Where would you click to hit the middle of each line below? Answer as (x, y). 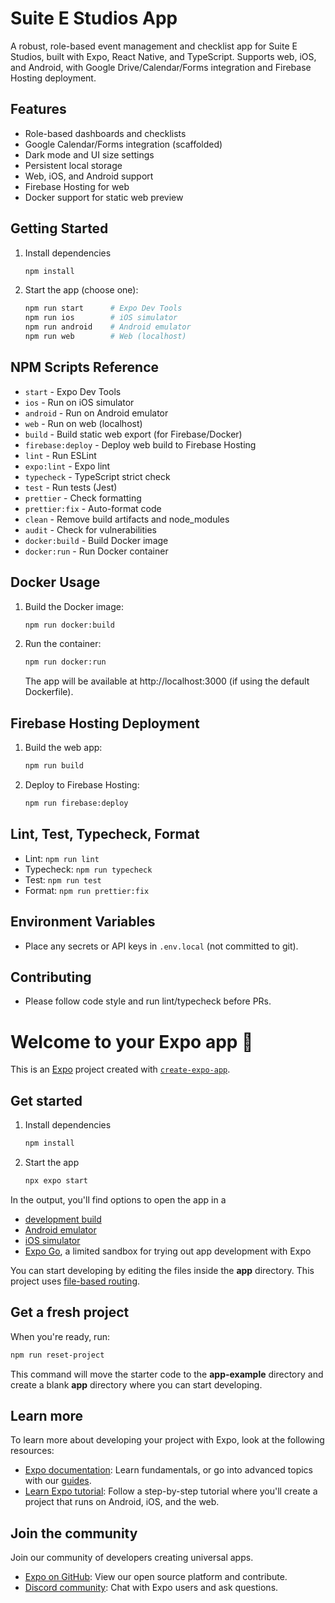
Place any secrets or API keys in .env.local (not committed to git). (161, 946)
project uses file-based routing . (75, 1281)
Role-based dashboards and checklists (105, 133)
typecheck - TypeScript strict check (97, 476)
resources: (32, 1451)
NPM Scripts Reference (85, 367)
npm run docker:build (69, 625)
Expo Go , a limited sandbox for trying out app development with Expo (168, 1251)
